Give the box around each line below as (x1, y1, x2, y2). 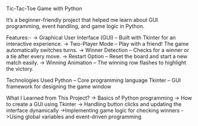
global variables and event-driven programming (25, 113, 142, 120)
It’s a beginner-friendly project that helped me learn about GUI (6, 16, 158, 23)
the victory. (6, 65, 34, 72)
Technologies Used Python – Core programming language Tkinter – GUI (6, 77, 181, 84)
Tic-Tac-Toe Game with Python (6, 5, 82, 12)
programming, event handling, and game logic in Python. (6, 23, 145, 29)
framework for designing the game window (6, 83, 111, 90)
